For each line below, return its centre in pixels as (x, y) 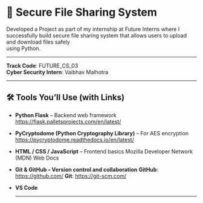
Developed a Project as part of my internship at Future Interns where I (93, 29)
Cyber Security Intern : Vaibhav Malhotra (57, 72)
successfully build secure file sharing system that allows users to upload (97, 35)
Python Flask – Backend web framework (66, 115)
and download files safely (38, 42)
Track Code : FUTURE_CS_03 (42, 65)
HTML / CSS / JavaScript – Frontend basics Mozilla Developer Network (104, 151)
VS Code (26, 187)
